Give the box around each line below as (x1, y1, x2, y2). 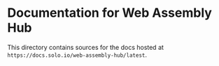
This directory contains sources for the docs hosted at (7, 43, 164, 51)
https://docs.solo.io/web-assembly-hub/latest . (7, 51, 148, 59)
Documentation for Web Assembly (7, 5, 212, 21)
